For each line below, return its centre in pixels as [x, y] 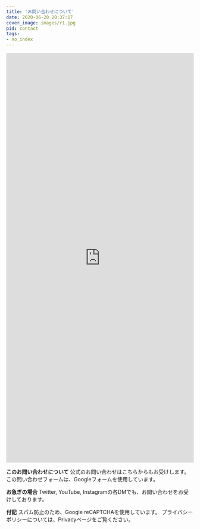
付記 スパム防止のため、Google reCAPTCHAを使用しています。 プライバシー [100, 512]
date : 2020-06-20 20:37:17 [40, 17]
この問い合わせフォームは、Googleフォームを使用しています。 [82, 479]
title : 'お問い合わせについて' [40, 12]
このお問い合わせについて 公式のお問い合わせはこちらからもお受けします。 [98, 472]
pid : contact [22, 28]
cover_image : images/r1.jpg [41, 23]
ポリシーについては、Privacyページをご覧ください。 [70, 519]
